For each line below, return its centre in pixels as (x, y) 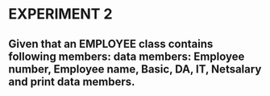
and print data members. (72, 81)
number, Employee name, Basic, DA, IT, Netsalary (135, 69)
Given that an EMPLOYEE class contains (111, 44)
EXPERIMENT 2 (60, 14)
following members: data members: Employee (127, 56)
